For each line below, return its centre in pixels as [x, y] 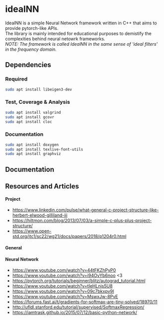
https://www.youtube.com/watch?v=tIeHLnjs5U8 [62, 286]
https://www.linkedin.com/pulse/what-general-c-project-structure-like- [85, 210]
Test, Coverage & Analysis [38, 102]
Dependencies [28, 65]
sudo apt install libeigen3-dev [39, 89]
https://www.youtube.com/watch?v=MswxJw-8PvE [65, 297]
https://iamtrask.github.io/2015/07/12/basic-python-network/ [75, 313]
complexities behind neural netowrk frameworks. [55, 39]
